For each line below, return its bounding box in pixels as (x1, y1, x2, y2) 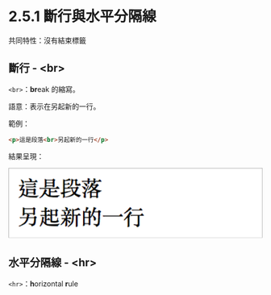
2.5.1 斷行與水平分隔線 (8, 7, 157, 26)
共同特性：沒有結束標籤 (8, 35, 86, 45)
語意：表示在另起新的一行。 (8, 102, 101, 111)
